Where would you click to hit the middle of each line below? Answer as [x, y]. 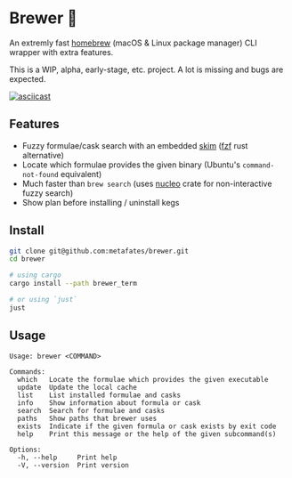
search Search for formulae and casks [91, 410]
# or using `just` [43, 300]
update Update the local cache [77, 387]
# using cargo [36, 275]
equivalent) [81, 174]
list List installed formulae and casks [99, 395]
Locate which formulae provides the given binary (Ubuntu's [131, 165]
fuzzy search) [48, 193]
